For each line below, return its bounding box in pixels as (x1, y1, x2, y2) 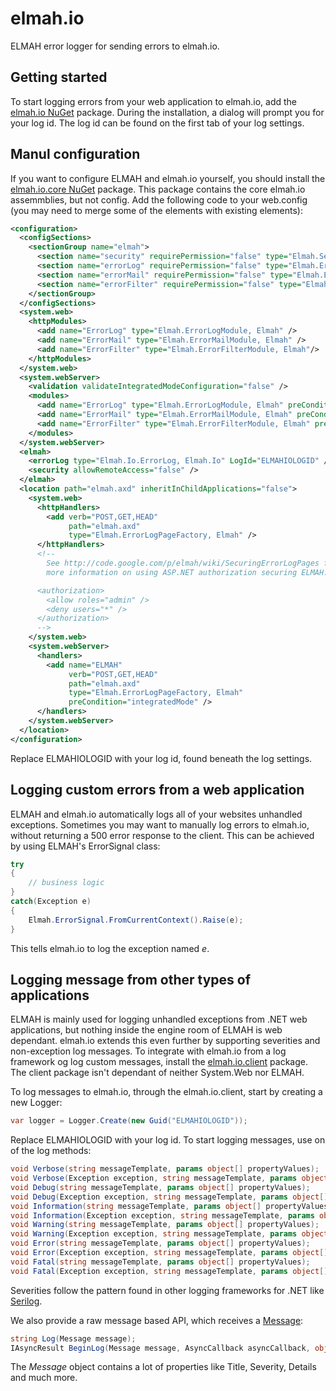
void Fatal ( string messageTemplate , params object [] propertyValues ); (10, 1257, 311, 1267)
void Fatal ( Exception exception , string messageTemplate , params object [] (10, 1266, 329, 1276)
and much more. (10, 1372, 78, 1384)
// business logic (28, 878, 105, 888)
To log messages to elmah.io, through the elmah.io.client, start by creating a (10, 1086, 323, 1098)
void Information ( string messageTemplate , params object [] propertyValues (10, 1201, 329, 1211)
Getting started (10, 69, 108, 86)
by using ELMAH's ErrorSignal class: (10, 840, 161, 852)
